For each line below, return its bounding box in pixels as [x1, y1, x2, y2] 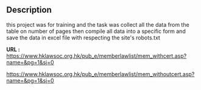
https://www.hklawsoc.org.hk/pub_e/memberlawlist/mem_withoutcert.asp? [6, 70, 195, 78]
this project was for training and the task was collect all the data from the [6, 21, 190, 28]
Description [6, 5, 52, 15]
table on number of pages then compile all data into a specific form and [6, 27, 186, 35]
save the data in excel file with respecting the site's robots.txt [6, 33, 160, 41]
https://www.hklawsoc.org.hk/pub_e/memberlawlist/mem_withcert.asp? [6, 52, 187, 60]
